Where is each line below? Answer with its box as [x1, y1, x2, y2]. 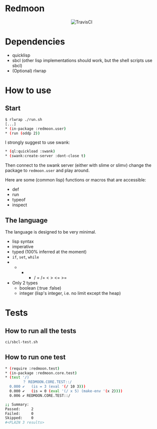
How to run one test [5, 353, 66, 361]
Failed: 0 [5, 411, 34, 416]
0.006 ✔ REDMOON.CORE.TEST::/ [9, 393, 70, 398]
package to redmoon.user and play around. [5, 168, 90, 174]
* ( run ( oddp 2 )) [5, 131, 40, 136]
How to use [5, 85, 52, 96]
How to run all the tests [5, 327, 77, 335]
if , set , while [12, 254, 39, 260]
